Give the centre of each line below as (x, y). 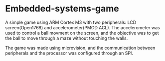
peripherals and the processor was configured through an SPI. (69, 53)
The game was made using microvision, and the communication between (80, 48)
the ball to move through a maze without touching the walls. (67, 38)
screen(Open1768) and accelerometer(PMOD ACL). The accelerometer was (83, 27)
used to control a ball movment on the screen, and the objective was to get (82, 33)
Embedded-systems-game (62, 9)
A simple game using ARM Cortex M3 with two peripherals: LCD (71, 22)
